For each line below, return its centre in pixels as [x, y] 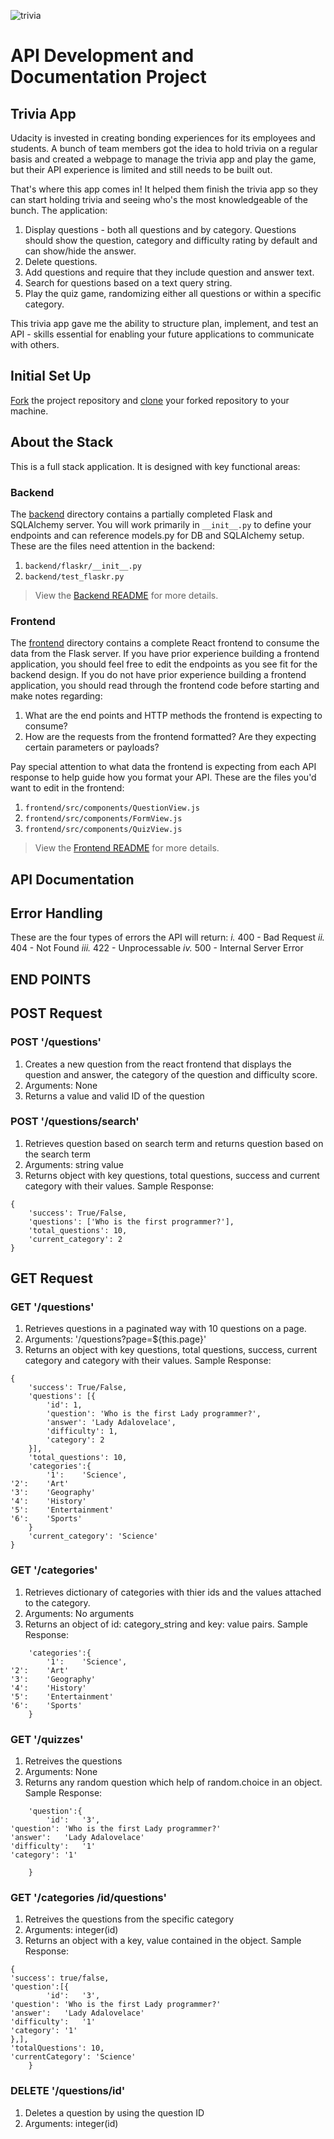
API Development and [102, 56]
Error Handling [56, 913]
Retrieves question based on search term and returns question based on [174, 1143]
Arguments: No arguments [79, 1613]
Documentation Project [108, 77]
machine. [29, 411]
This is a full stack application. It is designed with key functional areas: [155, 466]
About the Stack [62, 442]
